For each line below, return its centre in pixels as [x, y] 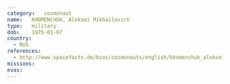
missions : [21, 64]
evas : [15, 70]
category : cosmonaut [39, 13]
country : [20, 39]
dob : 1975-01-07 [35, 32]
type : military [32, 26]
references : [24, 51]
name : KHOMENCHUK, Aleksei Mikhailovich [68, 20]
